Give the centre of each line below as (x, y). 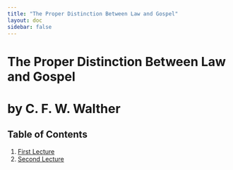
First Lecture (36, 151)
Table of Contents (48, 135)
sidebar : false (30, 27)
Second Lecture (41, 159)
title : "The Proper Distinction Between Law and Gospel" (93, 14)
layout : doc (25, 20)
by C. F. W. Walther (64, 109)
